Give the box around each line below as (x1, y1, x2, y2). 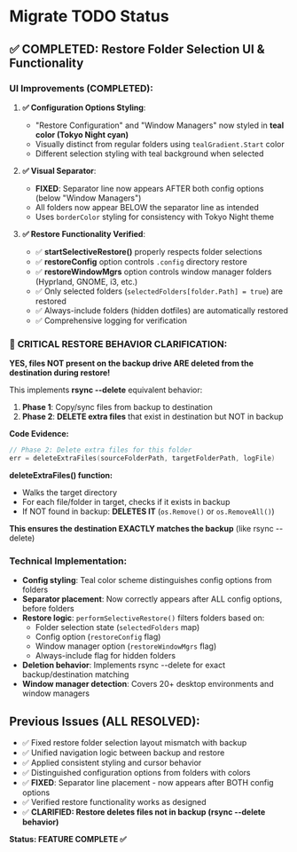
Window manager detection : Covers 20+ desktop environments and (21, 679, 274, 690)
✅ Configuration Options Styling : (21, 102, 146, 113)
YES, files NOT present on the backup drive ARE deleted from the (9, 358, 254, 369)
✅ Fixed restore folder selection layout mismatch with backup (21, 738, 247, 748)
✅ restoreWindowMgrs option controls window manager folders (35, 266, 272, 277)
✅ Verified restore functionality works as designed (21, 797, 207, 808)
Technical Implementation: (9, 555, 127, 567)
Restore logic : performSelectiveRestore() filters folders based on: (21, 612, 265, 623)
